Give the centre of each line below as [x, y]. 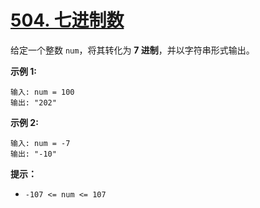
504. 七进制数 [67, 20]
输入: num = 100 [42, 92]
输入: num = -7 [40, 143]
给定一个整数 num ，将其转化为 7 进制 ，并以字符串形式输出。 [132, 50]
